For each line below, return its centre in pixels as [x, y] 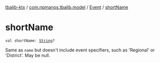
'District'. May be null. [28, 55]
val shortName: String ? [30, 40]
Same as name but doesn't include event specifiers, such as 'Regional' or [80, 50]
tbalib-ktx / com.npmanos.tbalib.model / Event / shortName [67, 7]
